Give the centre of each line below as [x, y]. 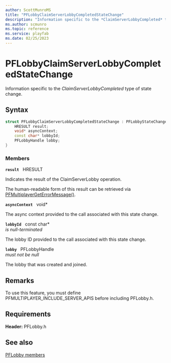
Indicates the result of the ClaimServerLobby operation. [64, 179]
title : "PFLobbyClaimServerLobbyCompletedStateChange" [65, 15]
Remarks [20, 281]
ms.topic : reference [27, 29]
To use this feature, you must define [43, 293]
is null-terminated [24, 230]
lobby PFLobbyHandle [30, 249]
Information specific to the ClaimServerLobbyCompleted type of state [78, 88]
